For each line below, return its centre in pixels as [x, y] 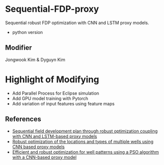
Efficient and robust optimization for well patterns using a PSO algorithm [85, 152]
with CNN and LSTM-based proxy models [55, 136]
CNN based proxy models [38, 147]
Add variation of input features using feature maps [63, 103]
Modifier [18, 48]
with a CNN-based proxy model [44, 157]
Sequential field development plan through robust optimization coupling [85, 131]
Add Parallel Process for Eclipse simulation [56, 93]
